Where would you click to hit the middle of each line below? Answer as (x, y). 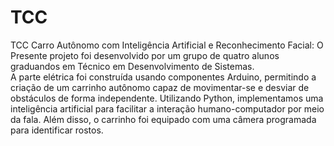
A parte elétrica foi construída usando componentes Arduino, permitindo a (163, 77)
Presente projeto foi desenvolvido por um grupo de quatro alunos (145, 55)
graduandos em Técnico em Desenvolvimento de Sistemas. (132, 66)
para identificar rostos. (57, 130)
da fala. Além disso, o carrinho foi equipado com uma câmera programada (163, 119)
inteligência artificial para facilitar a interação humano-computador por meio (167, 108)
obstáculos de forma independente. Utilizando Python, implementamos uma (167, 98)
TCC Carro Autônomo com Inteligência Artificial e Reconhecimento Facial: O (167, 45)
